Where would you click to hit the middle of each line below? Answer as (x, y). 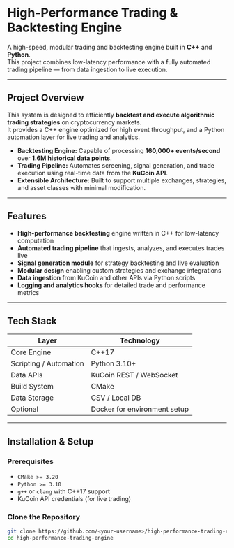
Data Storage (32, 398)
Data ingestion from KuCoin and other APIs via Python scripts (106, 277)
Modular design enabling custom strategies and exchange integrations (119, 270)
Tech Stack (32, 320)
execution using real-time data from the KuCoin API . (93, 173)
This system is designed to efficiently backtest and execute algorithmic (111, 115)
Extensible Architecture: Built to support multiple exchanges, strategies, (122, 180)
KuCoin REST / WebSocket (134, 375)
